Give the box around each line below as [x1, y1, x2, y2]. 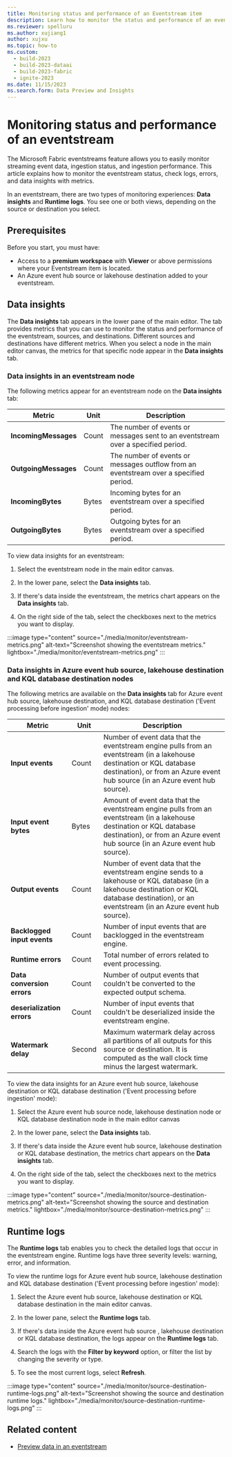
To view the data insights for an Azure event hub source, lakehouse [7, 1080, 199, 1088]
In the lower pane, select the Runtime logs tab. [17, 1314, 151, 1322]
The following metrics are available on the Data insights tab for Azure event [7, 690, 223, 698]
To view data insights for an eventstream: [7, 551, 125, 560]
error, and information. [7, 1258, 71, 1267]
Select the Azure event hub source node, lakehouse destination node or [17, 1108, 222, 1116]
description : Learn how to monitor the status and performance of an [7, 17, 212, 24]
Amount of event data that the [103, 796, 200, 805]
